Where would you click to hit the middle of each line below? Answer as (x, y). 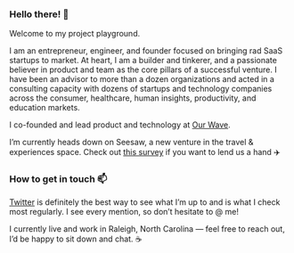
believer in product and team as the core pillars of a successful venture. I (143, 69)
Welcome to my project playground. (75, 34)
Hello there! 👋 (39, 14)
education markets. (45, 108)
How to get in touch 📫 (58, 179)
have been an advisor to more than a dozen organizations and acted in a (142, 79)
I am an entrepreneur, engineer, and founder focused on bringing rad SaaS (146, 51)
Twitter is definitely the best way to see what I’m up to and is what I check (145, 202)
